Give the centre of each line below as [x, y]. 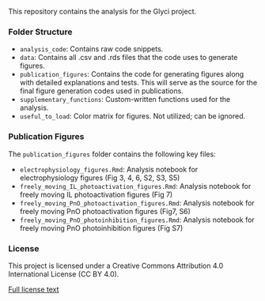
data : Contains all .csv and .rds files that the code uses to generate [129, 58]
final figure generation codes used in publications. [101, 91]
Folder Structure [40, 32]
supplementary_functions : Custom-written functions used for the [125, 100]
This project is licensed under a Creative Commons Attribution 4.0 [116, 265]
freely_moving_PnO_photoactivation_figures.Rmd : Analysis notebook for [137, 203]
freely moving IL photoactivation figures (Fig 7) [96, 194]
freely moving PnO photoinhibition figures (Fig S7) [101, 228]
